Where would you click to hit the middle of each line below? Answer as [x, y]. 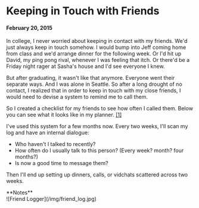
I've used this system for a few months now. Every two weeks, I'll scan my [97, 126]
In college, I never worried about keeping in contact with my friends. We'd [97, 41]
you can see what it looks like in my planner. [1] [64, 115]
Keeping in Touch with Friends [83, 11]
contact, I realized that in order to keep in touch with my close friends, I [94, 91]
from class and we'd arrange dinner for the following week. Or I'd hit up [94, 54]
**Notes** [20, 193]
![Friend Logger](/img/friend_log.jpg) [52, 199]
